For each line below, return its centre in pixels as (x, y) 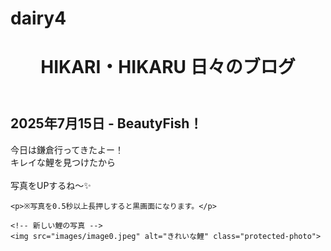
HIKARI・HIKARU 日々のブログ (168, 67)
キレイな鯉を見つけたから (63, 162)
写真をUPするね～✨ (51, 185)
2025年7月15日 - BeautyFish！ (106, 123)
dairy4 (38, 18)
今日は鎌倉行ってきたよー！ (67, 149)
